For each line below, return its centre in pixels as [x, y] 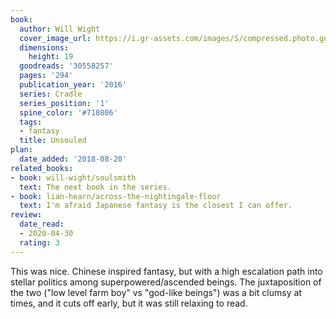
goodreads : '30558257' [66, 66]
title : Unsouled [53, 141]
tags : [31, 122]
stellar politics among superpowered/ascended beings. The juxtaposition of [166, 282]
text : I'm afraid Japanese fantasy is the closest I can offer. [156, 206]
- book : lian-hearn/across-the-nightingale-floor [116, 196]
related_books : [42, 168]
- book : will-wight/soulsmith [73, 177]
